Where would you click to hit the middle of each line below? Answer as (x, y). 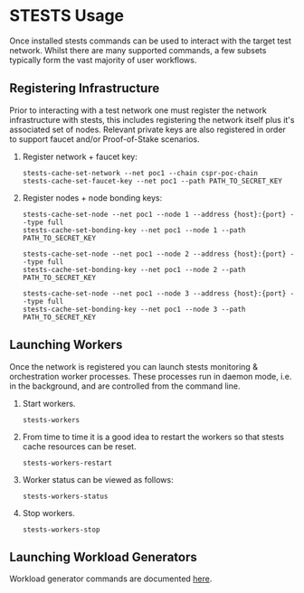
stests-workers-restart (67, 463)
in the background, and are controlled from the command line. (125, 386)
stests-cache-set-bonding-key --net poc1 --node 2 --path (134, 269)
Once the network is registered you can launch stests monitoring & (133, 366)
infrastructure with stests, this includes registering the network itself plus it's (152, 119)
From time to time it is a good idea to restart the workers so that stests (153, 437)
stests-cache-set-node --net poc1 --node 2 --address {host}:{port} (154, 254)
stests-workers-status (65, 496)
